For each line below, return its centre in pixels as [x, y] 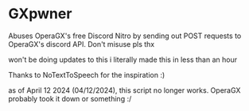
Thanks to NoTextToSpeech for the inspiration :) [87, 75]
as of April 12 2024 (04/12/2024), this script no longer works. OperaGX [124, 90]
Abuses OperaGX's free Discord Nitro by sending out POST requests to [125, 36]
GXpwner [40, 14]
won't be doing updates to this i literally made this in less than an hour [123, 59]
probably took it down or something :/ [70, 98]
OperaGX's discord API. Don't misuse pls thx [82, 44]
